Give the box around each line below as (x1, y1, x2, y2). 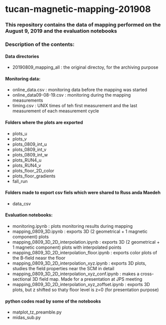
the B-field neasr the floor (12, 255, 66, 261)
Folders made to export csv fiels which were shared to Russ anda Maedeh (5, 189, 161, 195)
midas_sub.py (12, 315, 41, 321)
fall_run (12, 178, 28, 184)
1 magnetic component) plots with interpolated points (12, 244, 122, 250)
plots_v (12, 136, 27, 142)
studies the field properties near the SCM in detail (12, 266, 114, 272)
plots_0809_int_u (12, 141, 47, 147)
